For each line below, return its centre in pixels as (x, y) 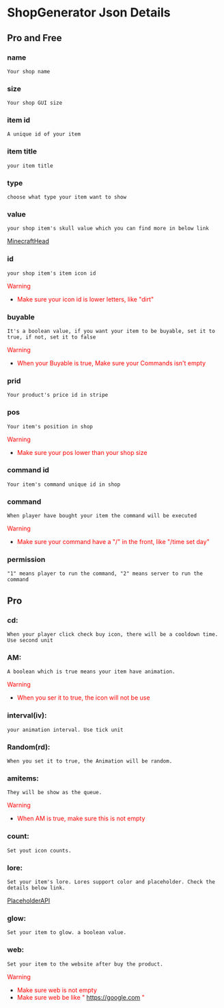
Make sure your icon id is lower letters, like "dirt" (85, 299)
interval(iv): (27, 715)
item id (19, 120)
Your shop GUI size (35, 103)
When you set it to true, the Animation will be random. (90, 761)
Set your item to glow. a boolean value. (67, 933)
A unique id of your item (44, 134)
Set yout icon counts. (39, 850)
